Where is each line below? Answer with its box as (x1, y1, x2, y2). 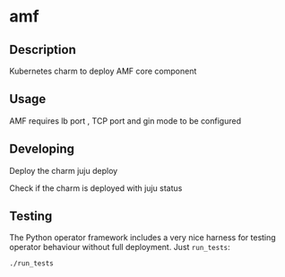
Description (9, 42, 76, 57)
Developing (9, 142, 74, 157)
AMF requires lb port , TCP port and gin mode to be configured (9, 115, 242, 126)
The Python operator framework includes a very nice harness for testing (9, 232, 276, 243)
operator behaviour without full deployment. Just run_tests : (9, 242, 230, 253)
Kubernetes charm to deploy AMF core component (9, 65, 197, 76)
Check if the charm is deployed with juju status (9, 182, 183, 194)
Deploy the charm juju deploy (9, 165, 118, 176)
